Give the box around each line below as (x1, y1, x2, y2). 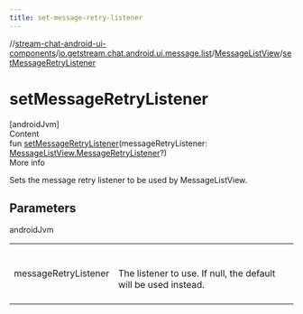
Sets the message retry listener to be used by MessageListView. (9, 174, 248, 185)
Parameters (9, 200, 77, 216)
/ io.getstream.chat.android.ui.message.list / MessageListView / (55, 47, 283, 59)
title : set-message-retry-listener (9, 13, 143, 23)
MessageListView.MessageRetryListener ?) (9, 147, 168, 158)
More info (9, 157, 46, 168)
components (9, 47, 57, 59)
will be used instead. (117, 279, 206, 291)
